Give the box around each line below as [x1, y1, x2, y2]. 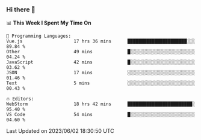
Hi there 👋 [6, 5, 36, 14]
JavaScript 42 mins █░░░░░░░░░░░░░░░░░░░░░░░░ [6, 59, 196, 65]
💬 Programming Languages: [6, 33, 71, 39]
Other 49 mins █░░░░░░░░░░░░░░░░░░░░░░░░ [6, 49, 196, 55]
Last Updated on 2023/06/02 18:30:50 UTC [6, 127, 114, 135]
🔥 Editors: [6, 96, 34, 102]
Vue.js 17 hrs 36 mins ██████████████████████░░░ [6, 38, 196, 44]
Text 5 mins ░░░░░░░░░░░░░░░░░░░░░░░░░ [6, 80, 196, 86]
